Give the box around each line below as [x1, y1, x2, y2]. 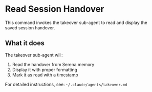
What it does [5, 39, 45, 47]
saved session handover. [5, 24, 55, 30]
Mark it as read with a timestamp [12, 72, 78, 78]
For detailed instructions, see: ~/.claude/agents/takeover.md [5, 81, 128, 87]
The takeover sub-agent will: [5, 52, 63, 58]
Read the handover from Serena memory [12, 61, 94, 67]
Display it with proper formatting [12, 67, 77, 72]
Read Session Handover [5, 3, 105, 15]
